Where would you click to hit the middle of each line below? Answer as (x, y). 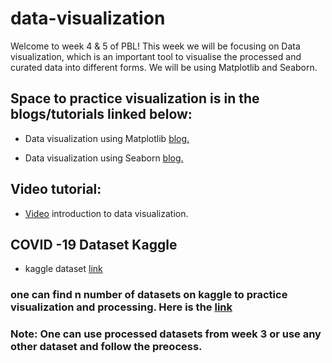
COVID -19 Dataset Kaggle (94, 244)
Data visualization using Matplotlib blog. (107, 138)
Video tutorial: (56, 189)
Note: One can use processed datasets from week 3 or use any (166, 334)
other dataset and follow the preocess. (106, 347)
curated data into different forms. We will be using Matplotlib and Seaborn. (164, 67)
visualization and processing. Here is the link (121, 307)
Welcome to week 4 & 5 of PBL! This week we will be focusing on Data (155, 46)
